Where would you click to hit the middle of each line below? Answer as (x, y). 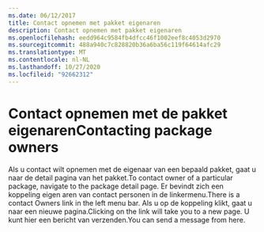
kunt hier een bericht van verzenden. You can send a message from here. (127, 219)
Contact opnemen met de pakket (118, 114)
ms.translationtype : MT (47, 52)
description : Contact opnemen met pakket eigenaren (95, 30)
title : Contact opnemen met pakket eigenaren (84, 23)
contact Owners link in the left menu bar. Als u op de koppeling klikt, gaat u (130, 203)
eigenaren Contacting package (110, 130)
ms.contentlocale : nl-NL (49, 60)
